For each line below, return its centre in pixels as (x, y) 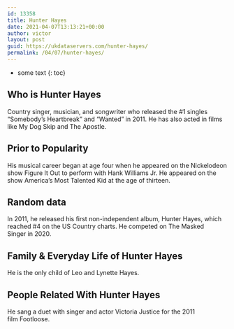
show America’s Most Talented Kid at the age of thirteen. (89, 180)
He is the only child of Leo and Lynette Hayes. (73, 273)
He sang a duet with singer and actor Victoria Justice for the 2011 (101, 311)
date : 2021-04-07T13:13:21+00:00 (56, 27)
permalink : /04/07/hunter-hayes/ (56, 53)
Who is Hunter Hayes (54, 95)
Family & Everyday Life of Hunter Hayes (95, 256)
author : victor (29, 33)
